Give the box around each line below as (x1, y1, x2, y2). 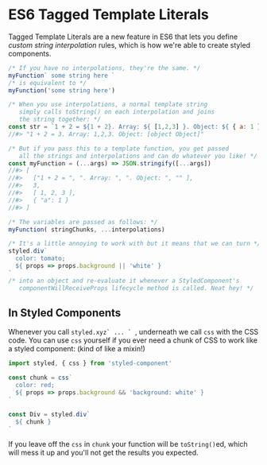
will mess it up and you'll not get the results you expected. (8, 448, 199, 458)
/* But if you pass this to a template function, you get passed (8, 145, 229, 153)
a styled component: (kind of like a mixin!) (8, 344, 145, 354)
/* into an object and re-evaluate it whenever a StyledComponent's (8, 277, 240, 285)
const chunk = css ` (8, 374, 73, 382)
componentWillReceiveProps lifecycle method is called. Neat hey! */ (18, 284, 254, 292)
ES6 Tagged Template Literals (8, 6, 209, 24)
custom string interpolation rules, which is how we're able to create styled (8, 40, 251, 49)
